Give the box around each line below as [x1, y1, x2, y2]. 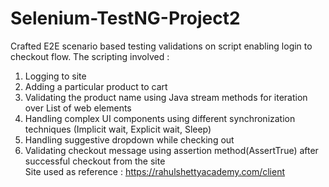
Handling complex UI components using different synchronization [24, 112, 296, 124]
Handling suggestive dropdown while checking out [24, 133, 235, 146]
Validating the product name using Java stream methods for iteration [24, 91, 308, 103]
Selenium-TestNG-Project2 [10, 7, 241, 30]
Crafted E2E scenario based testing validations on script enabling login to [10, 40, 313, 52]
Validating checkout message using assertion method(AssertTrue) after [24, 144, 319, 156]
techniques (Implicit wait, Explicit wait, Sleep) [24, 123, 212, 135]
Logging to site [24, 70, 87, 82]
